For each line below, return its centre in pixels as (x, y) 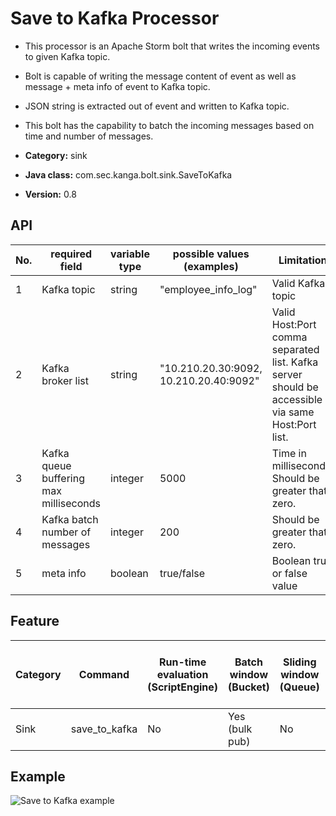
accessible (297, 399)
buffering (63, 478)
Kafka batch (70, 519)
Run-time (183, 662)
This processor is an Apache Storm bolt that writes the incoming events (172, 46)
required (71, 254)
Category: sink (56, 155)
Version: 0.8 (50, 194)
